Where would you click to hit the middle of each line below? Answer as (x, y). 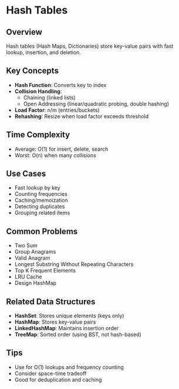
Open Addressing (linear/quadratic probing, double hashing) (96, 104)
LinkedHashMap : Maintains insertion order (67, 328)
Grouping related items (42, 213)
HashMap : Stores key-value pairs (55, 322)
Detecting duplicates (40, 207)
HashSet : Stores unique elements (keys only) (69, 316)
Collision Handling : (38, 91)
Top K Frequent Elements (45, 271)
